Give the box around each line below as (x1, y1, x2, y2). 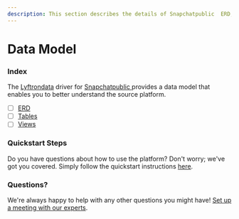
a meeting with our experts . (7, 203, 88, 212)
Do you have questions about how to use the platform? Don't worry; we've (7, 154, 225, 163)
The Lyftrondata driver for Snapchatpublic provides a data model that (7, 82, 211, 91)
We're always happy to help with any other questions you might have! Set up (7, 196, 232, 204)
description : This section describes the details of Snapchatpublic (7, 10, 215, 18)
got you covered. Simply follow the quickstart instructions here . (7, 161, 193, 171)
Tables (17, 112, 38, 121)
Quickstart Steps (7, 138, 68, 148)
